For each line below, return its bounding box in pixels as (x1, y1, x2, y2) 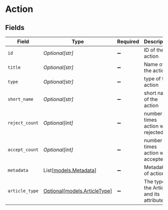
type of (144, 75, 161, 82)
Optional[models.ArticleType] (43, 188, 112, 194)
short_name (7, 96, 33, 102)
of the (144, 96, 158, 103)
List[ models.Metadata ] (43, 167, 96, 174)
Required (117, 38, 139, 45)
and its (144, 191, 160, 198)
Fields (5, 23, 25, 32)
